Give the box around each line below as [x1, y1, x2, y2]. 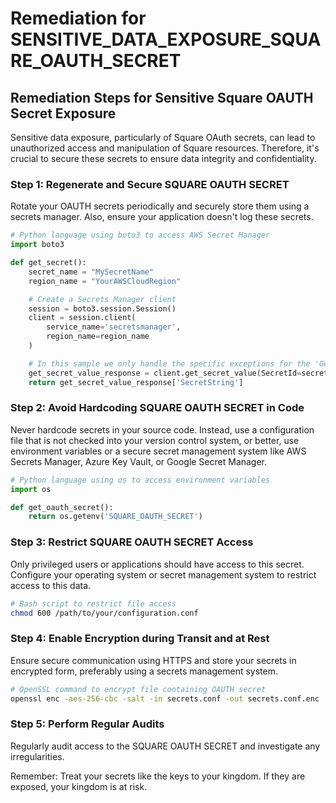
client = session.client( [28, 313, 137, 323]
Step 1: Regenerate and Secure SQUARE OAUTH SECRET [10, 177, 290, 191]
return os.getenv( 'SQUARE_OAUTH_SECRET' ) [28, 512, 203, 522]
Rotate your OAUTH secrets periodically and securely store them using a [10, 200, 310, 212]
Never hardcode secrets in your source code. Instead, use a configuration [10, 423, 315, 436]
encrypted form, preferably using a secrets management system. [10, 665, 278, 677]
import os [10, 484, 52, 494]
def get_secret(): [10, 258, 87, 268]
